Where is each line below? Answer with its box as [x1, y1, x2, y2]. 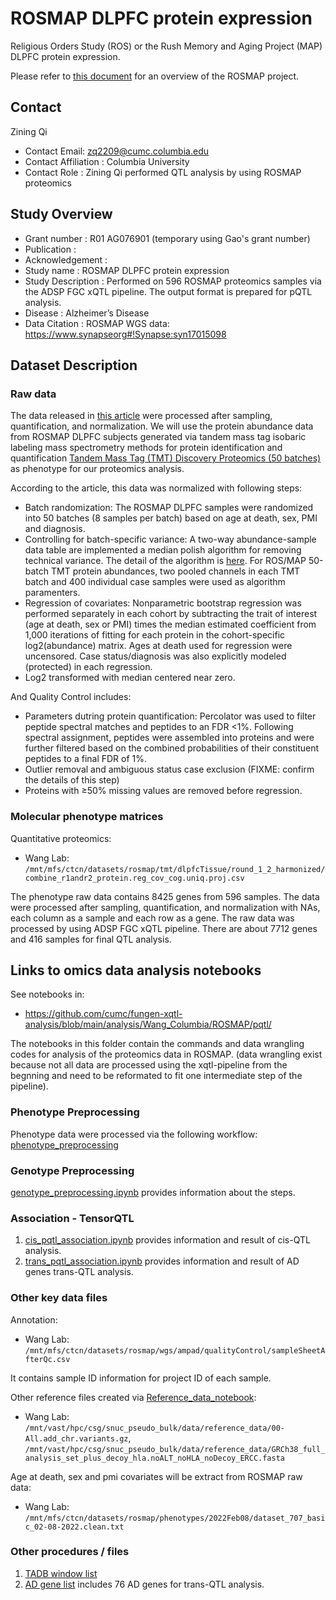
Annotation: [10, 1313, 58, 1326]
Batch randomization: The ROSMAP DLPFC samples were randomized [24, 502, 314, 514]
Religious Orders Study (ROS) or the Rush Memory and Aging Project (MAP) [10, 40, 323, 52]
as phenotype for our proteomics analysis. [10, 463, 185, 475]
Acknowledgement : [24, 253, 108, 266]
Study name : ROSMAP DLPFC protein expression [24, 264, 230, 276]
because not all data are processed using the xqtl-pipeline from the [10, 1059, 288, 1071]
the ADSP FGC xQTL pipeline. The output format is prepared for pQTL [24, 285, 313, 297]
